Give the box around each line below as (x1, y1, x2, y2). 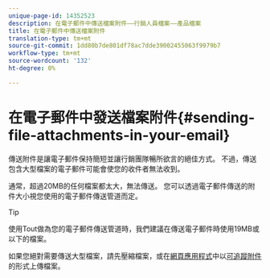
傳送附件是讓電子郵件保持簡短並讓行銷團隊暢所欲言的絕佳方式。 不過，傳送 (8, 154, 257, 164)
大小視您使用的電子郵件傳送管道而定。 (14, 191, 142, 201)
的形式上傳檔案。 (8, 261, 65, 271)
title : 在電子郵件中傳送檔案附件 (8, 27, 106, 35)
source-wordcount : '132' (8, 57, 92, 65)
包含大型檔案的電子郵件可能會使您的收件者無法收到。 (8, 164, 185, 173)
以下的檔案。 (8, 234, 51, 243)
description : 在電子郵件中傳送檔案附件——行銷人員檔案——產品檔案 (8, 19, 202, 27)
